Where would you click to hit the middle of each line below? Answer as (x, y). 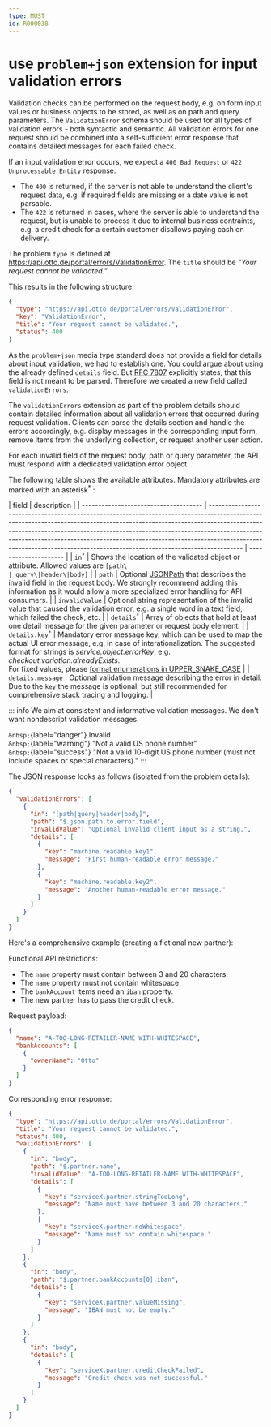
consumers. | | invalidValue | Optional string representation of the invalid (131, 600)
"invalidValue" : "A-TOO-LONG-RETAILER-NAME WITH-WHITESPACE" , (137, 1174)
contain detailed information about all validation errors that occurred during (134, 414)
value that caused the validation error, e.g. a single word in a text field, (125, 608)
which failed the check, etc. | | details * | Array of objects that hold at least (133, 617)
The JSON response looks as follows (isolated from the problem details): (129, 776)
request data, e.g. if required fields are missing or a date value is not (134, 195)
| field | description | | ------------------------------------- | (108, 505)
